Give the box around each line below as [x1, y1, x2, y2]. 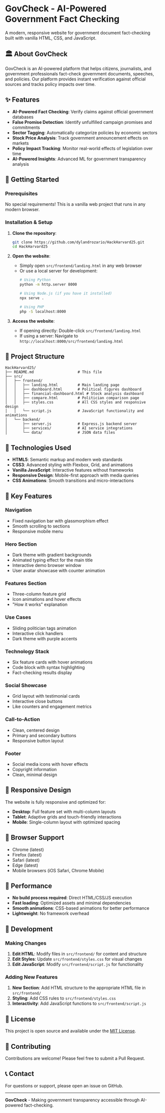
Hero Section [5, 541, 37, 548]
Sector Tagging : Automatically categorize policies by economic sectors [12, 129, 158, 136]
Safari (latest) [12, 857, 40, 863]
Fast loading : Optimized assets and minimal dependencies [12, 900, 131, 906]
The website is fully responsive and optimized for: [5, 799, 106, 805]
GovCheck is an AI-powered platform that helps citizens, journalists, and [5, 65, 152, 72]
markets [12, 140, 29, 146]
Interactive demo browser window [12, 562, 82, 568]
